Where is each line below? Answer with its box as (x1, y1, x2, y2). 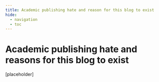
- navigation (10, 17, 38, 22)
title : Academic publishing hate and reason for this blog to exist (5, 7, 154, 13)
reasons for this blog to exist (5, 54, 129, 66)
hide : (5, 12, 17, 17)
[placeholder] (5, 71, 34, 77)
